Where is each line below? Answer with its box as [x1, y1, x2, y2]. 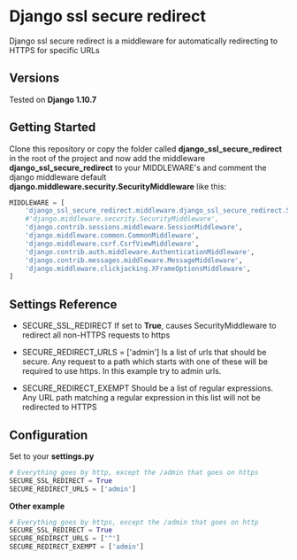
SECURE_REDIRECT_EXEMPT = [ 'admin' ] [9, 542, 144, 551]
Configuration [9, 427, 88, 442]
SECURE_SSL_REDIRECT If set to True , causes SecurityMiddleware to [21, 321, 277, 331]
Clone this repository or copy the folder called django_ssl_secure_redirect [9, 144, 283, 154]
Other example [9, 501, 65, 511]
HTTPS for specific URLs [9, 44, 100, 55]
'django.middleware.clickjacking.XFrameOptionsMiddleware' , [25, 264, 251, 273]
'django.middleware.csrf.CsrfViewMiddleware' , [25, 239, 200, 248]
